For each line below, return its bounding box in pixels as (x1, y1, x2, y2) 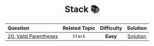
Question (7, 25, 29, 31)
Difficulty (100, 25, 122, 31)
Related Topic (63, 25, 95, 31)
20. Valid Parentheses (7, 32, 58, 39)
